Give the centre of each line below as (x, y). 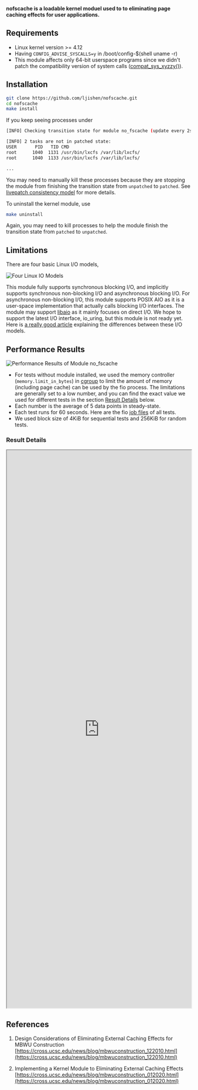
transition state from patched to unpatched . (57, 232)
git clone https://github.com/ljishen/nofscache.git (72, 98)
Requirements (32, 33)
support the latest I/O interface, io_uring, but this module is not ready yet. (95, 318)
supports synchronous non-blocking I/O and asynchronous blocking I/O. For (98, 294)
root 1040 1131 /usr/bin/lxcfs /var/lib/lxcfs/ (73, 152)
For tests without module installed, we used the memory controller (94, 375)
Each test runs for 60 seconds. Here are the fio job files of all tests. (95, 412)
